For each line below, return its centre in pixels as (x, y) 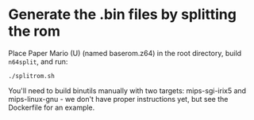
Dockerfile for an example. (52, 107)
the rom (35, 31)
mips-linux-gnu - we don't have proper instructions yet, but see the (118, 99)
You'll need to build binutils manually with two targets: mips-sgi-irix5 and (127, 90)
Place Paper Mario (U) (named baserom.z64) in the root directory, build (125, 53)
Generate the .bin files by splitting (122, 15)
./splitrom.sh (32, 76)
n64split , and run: (38, 62)
